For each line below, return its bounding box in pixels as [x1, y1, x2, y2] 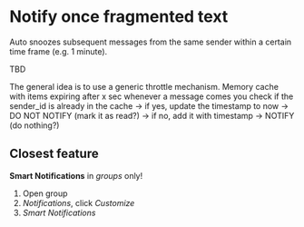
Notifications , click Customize [22, 197, 135, 208]
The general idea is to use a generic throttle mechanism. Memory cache [9, 81, 279, 92]
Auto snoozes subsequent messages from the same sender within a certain [9, 36, 292, 47]
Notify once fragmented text [9, 6, 229, 27]
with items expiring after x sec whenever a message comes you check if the [9, 91, 294, 102]
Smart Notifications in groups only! [9, 170, 143, 181]
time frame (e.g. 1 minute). [9, 45, 108, 56]
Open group [22, 188, 68, 199]
